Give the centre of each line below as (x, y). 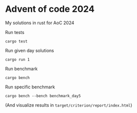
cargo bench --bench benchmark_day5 (43, 96)
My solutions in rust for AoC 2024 (40, 23)
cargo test (16, 41)
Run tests (15, 32)
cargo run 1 (17, 59)
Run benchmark (22, 69)
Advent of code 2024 (50, 9)
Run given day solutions (30, 50)
